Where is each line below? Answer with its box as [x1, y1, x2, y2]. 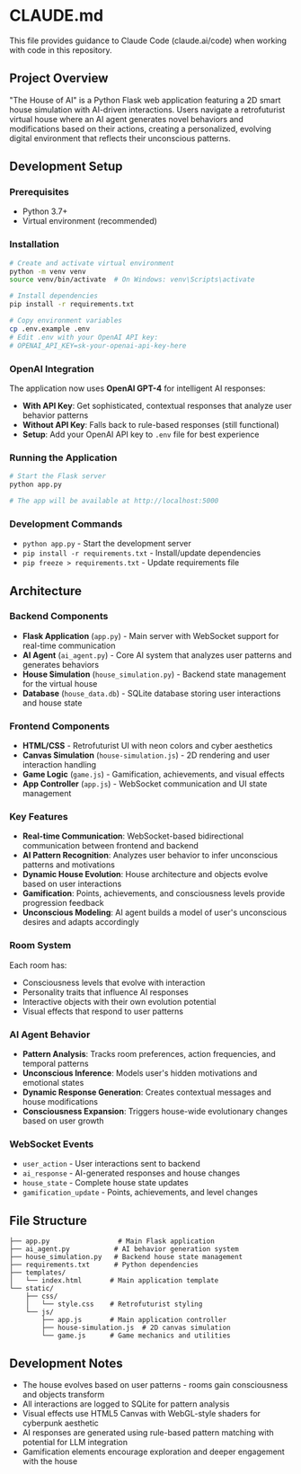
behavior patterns [22, 410, 89, 421]
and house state [22, 697, 83, 708]
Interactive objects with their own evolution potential [22, 996, 217, 1007]
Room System [9, 939, 72, 952]
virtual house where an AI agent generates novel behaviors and [9, 113, 244, 124]
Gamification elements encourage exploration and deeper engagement [22, 1446, 285, 1457]
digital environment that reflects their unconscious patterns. [9, 132, 231, 144]
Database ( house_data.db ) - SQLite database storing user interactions [22, 688, 281, 698]
